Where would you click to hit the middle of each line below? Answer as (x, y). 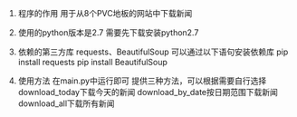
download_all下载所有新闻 (66, 103)
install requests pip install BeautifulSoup (92, 62)
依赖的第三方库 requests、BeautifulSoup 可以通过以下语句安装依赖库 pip (153, 52)
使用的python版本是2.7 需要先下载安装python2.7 (108, 33)
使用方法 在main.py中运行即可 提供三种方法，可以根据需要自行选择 (142, 81)
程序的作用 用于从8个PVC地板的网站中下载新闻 (105, 13)
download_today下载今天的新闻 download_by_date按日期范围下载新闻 (148, 92)
